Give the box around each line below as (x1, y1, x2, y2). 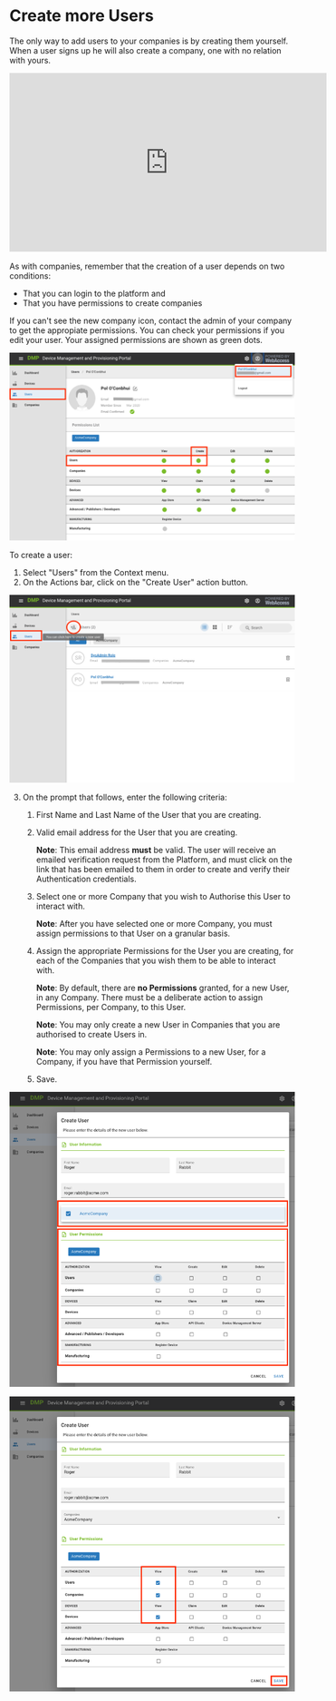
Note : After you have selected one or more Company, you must (35, 918, 274, 929)
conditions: (9, 270, 52, 281)
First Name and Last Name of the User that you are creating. (35, 809, 262, 820)
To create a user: (9, 549, 72, 560)
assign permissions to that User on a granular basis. (35, 928, 231, 939)
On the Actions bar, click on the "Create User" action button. (22, 576, 249, 587)
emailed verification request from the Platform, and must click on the (35, 854, 293, 865)
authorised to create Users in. (35, 1028, 148, 1039)
